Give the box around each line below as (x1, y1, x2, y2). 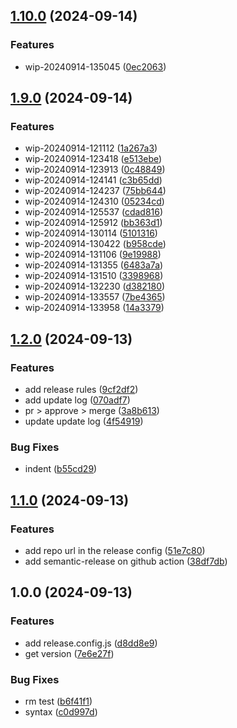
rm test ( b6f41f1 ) (24, 695, 93, 708)
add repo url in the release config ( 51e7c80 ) (24, 545, 206, 557)
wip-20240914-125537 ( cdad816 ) (24, 206, 164, 218)
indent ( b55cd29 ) (24, 463, 98, 475)
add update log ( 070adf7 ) (24, 394, 131, 406)
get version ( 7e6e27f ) (24, 647, 115, 659)
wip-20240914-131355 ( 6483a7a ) (24, 259, 164, 271)
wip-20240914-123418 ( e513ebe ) (24, 153, 163, 165)
